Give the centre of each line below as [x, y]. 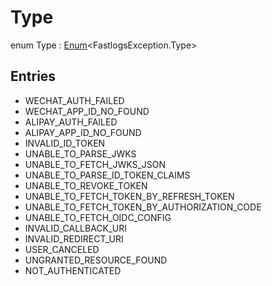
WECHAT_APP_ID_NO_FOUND [87, 111]
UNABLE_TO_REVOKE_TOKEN [86, 185]
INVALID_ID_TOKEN [65, 143]
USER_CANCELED [62, 249]
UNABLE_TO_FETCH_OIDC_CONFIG [98, 217]
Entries [33, 76]
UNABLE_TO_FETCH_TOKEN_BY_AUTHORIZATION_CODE [143, 207]
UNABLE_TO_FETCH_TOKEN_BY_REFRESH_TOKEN [129, 196]
